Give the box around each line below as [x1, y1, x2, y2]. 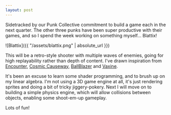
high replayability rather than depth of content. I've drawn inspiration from [5, 57, 162, 64]
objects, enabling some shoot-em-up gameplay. [5, 95, 107, 101]
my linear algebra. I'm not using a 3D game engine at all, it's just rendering [5, 78, 163, 84]
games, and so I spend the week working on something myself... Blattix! [5, 32, 158, 38]
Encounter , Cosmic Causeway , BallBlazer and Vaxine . [5, 63, 118, 69]
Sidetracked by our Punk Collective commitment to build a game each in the [5, 21, 166, 28]
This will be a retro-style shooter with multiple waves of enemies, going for [5, 52, 164, 58]
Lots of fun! [5, 104, 30, 110]
